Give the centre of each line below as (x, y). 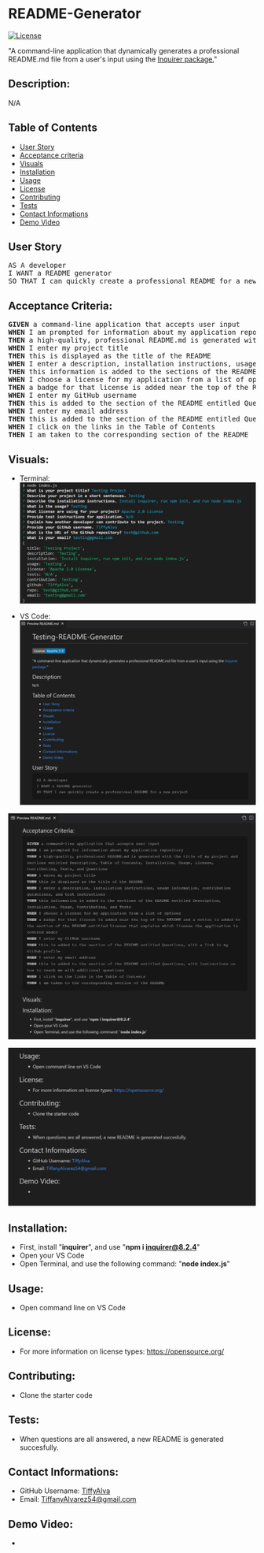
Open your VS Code (52, 1256)
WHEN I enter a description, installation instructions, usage (132, 364)
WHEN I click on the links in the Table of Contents (112, 427)
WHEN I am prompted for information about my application (122, 333)
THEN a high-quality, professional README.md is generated (125, 340)
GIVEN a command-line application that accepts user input (125, 325)
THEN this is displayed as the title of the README (110, 356)
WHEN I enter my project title (68, 348)
